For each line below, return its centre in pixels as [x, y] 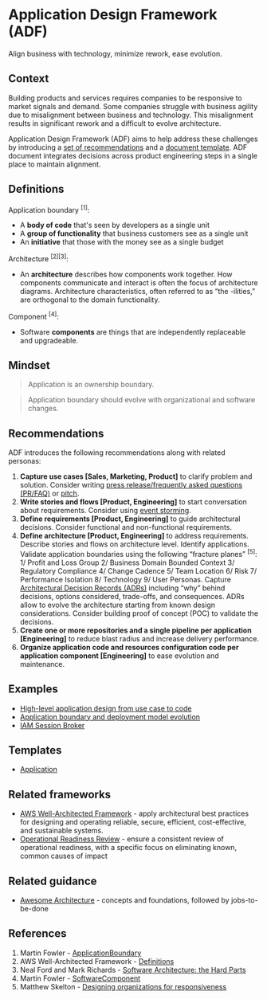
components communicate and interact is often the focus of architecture [139, 282]
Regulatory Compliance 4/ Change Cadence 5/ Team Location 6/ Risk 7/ [138, 570]
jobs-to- [244, 900]
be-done [34, 909]
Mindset [29, 365]
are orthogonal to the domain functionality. [90, 300]
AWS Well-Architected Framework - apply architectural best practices [134, 813]
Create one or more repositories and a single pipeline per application [136, 630]
